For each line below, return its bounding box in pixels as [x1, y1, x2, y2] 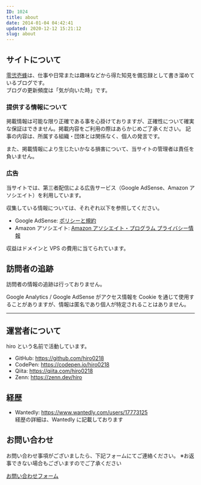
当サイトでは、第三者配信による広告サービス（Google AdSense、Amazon [6, 184, 188, 191]
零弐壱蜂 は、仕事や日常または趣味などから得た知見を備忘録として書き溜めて [6, 71, 195, 78]
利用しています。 [42, 191, 85, 199]
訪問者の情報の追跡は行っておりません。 [6, 280, 106, 288]
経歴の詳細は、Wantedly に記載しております [14, 416, 124, 423]
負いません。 [6, 153, 38, 160]
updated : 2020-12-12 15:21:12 [6, 25, 82, 32]
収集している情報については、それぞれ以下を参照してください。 [6, 204, 163, 211]
